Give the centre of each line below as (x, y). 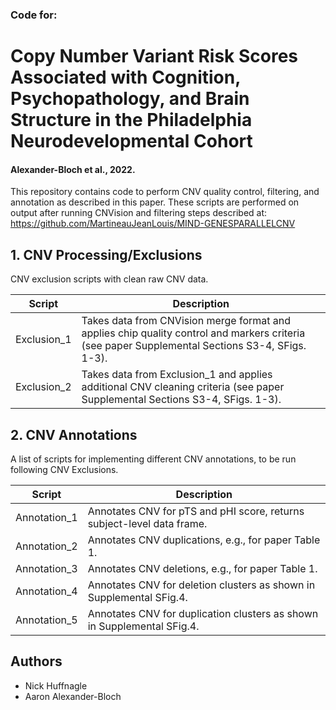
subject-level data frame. (147, 523)
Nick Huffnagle (56, 685)
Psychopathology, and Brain (130, 99)
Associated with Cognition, (125, 77)
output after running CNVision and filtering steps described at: (139, 213)
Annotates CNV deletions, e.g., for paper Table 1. (202, 568)
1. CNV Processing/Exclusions (106, 254)
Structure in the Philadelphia (131, 120)
